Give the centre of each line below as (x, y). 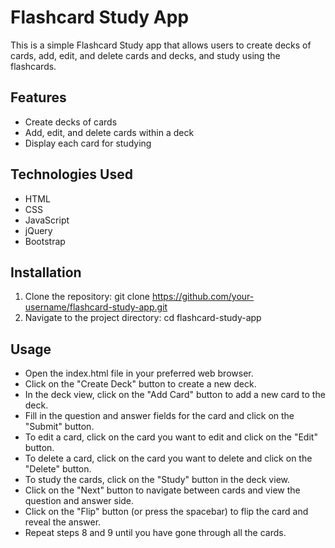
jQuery (38, 230)
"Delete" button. (58, 469)
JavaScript (47, 220)
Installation (46, 272)
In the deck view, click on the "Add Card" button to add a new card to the (175, 395)
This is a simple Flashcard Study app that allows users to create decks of (161, 45)
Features (38, 97)
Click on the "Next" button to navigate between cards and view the (162, 490)
